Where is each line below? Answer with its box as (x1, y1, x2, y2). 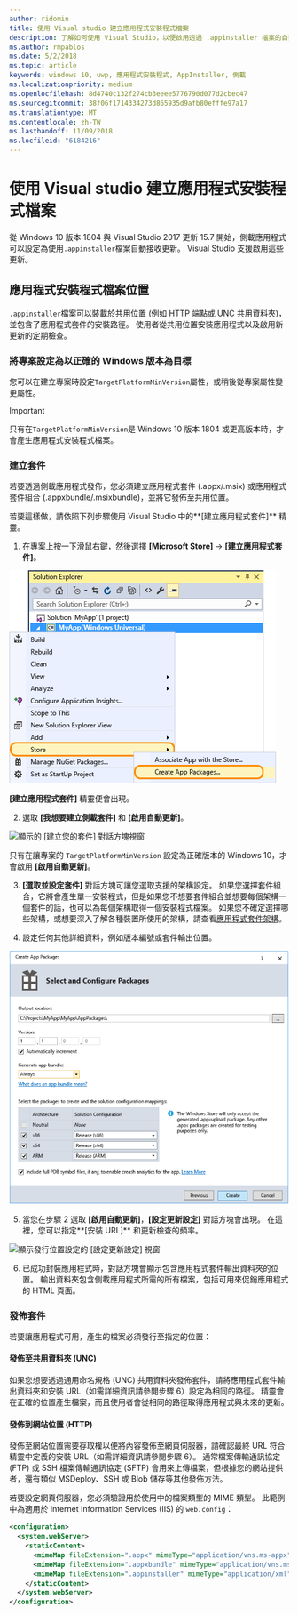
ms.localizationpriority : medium (9, 80, 133, 89)
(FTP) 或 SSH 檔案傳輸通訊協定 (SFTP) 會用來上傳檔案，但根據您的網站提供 (9, 1463, 284, 1474)
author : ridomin (9, 14, 69, 23)
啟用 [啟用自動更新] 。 (16, 861, 96, 872)
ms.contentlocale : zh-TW (9, 117, 101, 126)
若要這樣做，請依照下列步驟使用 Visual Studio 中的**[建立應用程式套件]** (9, 511, 278, 522)
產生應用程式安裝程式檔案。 (16, 435, 118, 446)
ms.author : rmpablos (9, 43, 86, 52)
